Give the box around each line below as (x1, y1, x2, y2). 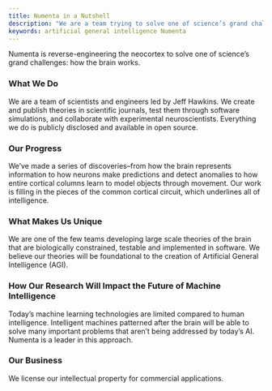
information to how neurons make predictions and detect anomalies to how (8, 170, 258, 179)
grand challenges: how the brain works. (8, 58, 141, 67)
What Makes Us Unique (8, 216, 103, 227)
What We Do (8, 78, 59, 89)
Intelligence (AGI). (8, 260, 69, 270)
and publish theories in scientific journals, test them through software (8, 105, 240, 114)
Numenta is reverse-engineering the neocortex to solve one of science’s (8, 49, 249, 59)
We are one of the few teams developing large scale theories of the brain (8, 234, 252, 244)
